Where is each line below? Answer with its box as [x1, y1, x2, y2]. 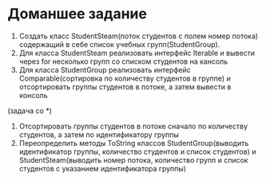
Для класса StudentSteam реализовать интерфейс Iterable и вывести [18, 48, 256, 57]
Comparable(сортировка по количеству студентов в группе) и [18, 73, 231, 83]
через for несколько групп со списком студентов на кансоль [18, 57, 228, 66]
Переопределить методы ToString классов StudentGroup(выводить [18, 138, 249, 148]
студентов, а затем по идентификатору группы [18, 129, 179, 140]
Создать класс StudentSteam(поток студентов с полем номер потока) [18, 31, 259, 41]
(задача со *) [7, 105, 53, 116]
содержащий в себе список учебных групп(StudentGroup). [18, 39, 220, 49]
